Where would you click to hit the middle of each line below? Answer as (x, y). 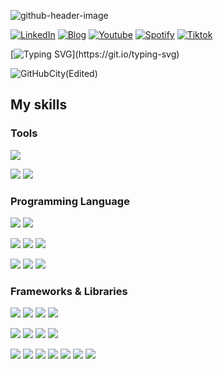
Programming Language (70, 201)
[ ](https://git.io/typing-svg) (95, 54)
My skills (39, 105)
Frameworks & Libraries (69, 291)
